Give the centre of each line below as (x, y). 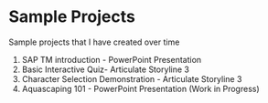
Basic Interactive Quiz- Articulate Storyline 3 (105, 69)
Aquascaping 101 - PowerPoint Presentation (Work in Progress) (140, 88)
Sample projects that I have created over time (94, 42)
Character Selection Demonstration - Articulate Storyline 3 (132, 78)
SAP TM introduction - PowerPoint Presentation (112, 59)
